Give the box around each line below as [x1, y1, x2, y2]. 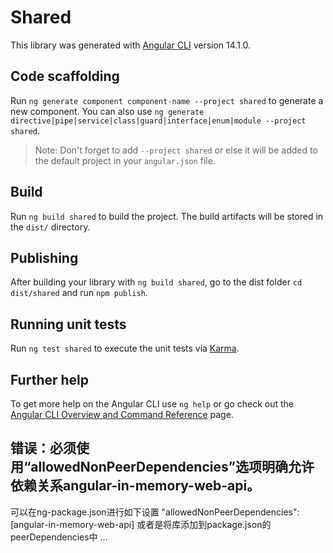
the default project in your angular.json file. [34, 154, 216, 166]
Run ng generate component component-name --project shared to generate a [10, 94, 324, 106]
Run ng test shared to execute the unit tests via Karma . [10, 342, 240, 355]
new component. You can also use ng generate [10, 105, 205, 117]
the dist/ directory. [10, 221, 91, 233]
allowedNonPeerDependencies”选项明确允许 [30, 459, 315, 476]
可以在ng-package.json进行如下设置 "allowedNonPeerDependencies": [10, 506, 300, 518]
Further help [10, 371, 90, 388]
